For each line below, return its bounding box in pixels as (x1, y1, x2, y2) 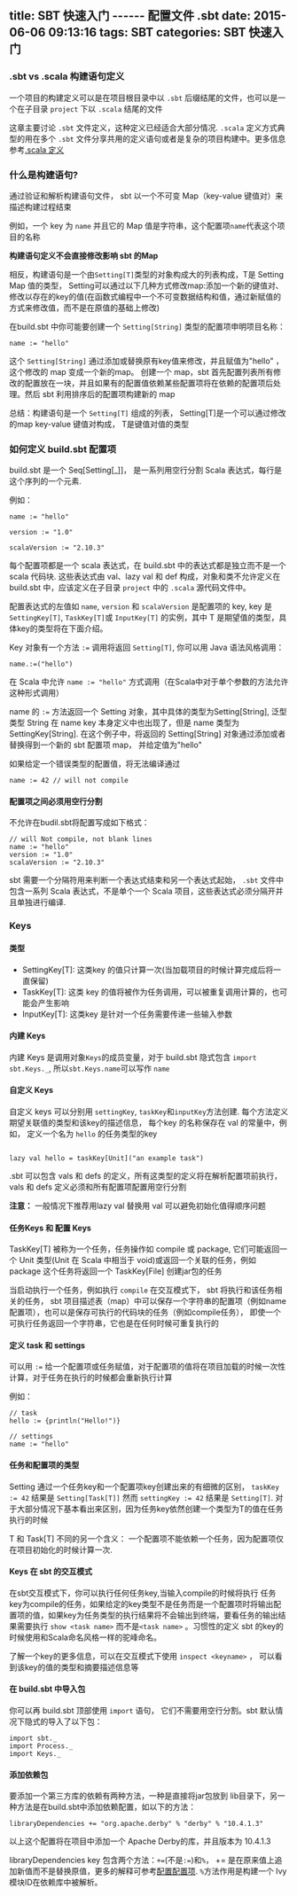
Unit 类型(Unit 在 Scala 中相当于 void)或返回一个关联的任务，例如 (19, 1255, 257, 1266)
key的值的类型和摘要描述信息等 (24, 1661, 139, 1673)
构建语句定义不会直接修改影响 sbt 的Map (9, 250, 159, 261)
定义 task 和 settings (9, 1339, 86, 1350)
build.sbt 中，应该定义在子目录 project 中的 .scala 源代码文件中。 (9, 582, 251, 593)
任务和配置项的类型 (9, 1460, 80, 1471)
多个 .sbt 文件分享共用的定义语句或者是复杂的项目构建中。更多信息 (39, 133, 286, 144)
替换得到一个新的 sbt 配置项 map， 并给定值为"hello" (9, 739, 202, 751)
